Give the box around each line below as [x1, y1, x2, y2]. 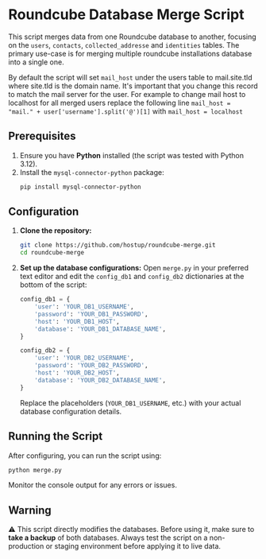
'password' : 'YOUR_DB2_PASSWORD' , [34, 362, 148, 370]
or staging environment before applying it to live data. [45, 542, 221, 551]
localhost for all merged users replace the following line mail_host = [8, 98, 231, 107]
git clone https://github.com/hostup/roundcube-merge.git [19, 241, 216, 250]
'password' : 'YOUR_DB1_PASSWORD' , [34, 310, 148, 318]
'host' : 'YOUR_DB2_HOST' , [34, 369, 121, 377]
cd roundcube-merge [19, 249, 85, 257]
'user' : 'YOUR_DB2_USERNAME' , [34, 354, 134, 363]
